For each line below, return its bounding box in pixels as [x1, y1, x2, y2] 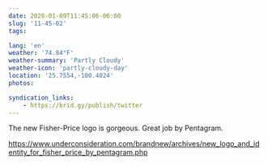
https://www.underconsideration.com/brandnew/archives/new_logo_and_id [8, 139, 261, 149]
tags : [8, 27, 27, 35]
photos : [8, 78, 35, 87]
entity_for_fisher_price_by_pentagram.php [8, 147, 148, 158]
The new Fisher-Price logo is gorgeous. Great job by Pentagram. [8, 123, 224, 133]
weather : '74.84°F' [8, 49, 74, 57]
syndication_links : [8, 94, 74, 102]
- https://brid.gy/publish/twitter [23, 101, 143, 109]
